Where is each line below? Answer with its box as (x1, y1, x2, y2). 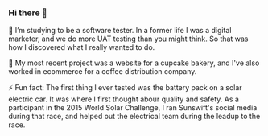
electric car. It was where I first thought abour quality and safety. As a (8, 94, 240, 104)
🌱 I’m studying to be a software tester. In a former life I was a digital (8, 26, 232, 35)
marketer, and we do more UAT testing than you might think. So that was (8, 34, 249, 43)
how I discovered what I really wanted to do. (8, 43, 155, 52)
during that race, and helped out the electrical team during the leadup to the (8, 112, 261, 122)
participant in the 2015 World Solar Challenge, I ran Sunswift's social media (8, 103, 258, 113)
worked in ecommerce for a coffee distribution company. (8, 67, 197, 76)
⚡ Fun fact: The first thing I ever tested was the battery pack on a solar (8, 83, 243, 93)
